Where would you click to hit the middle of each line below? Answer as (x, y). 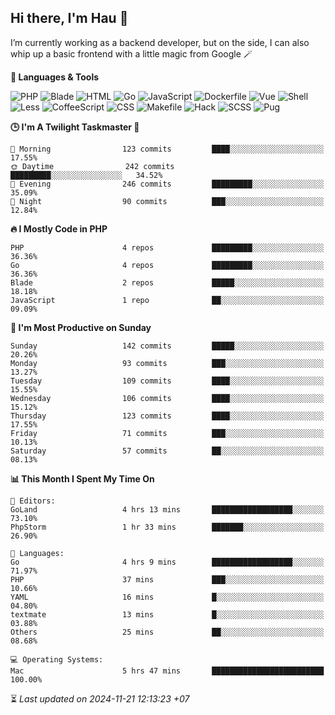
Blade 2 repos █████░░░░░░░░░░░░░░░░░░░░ (167, 282)
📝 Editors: (33, 501)
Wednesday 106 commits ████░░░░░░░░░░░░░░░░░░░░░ (167, 398)
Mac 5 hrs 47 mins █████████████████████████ (167, 671)
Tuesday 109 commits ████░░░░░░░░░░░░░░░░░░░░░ (167, 381)
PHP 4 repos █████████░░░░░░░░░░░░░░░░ (167, 247)
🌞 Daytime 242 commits (92, 166)
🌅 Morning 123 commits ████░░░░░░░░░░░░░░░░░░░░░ (167, 149)
